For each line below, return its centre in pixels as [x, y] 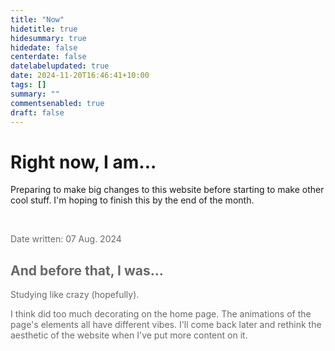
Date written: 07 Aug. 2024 [66, 239]
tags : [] [28, 85]
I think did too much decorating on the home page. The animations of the [161, 314]
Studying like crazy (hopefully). [75, 295]
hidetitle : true [44, 29]
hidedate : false [44, 47]
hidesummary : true [48, 38]
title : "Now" [37, 19]
